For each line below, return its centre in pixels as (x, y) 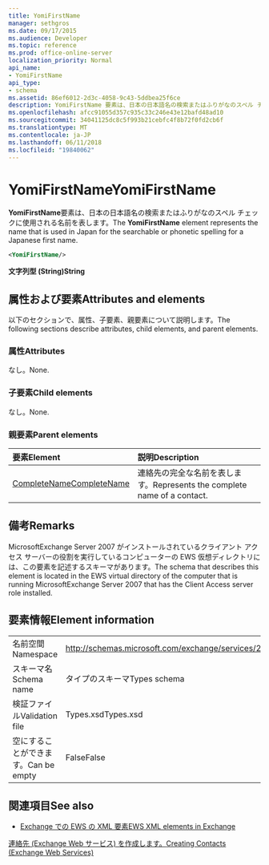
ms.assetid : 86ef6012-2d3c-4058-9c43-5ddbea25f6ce (94, 98)
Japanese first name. (43, 241)
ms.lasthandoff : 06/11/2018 (55, 142)
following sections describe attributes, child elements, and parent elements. (133, 329)
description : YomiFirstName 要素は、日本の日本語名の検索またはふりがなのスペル (131, 105)
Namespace (35, 654)
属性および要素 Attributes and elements (107, 299)
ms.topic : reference (43, 46)
